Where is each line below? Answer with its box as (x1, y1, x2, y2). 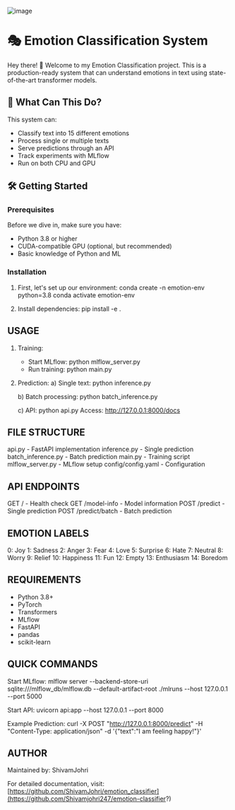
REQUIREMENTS (7, 574, 81, 586)
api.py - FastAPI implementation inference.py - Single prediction (7, 445, 194, 453)
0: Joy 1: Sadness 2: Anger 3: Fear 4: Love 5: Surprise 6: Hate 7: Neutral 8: (7, 546, 224, 554)
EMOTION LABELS (7, 527, 90, 540)
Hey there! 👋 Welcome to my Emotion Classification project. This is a (7, 61, 207, 69)
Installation (7, 267, 47, 277)
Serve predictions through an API (17, 143, 114, 152)
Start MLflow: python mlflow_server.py (28, 357, 141, 366)
